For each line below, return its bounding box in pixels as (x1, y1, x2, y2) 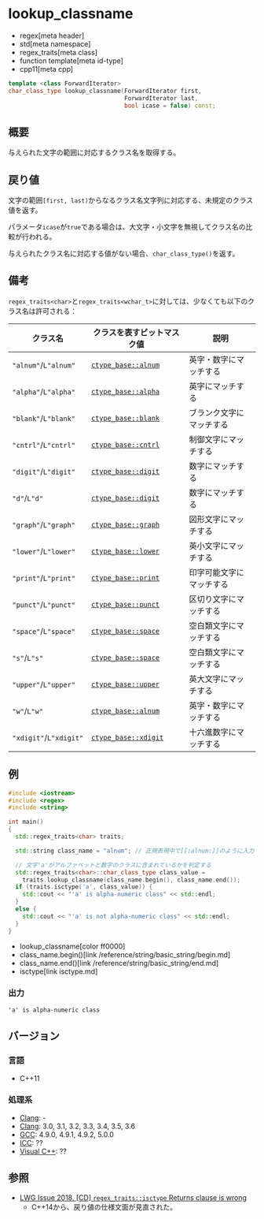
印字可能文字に (189, 567, 245, 578)
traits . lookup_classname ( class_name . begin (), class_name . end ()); (22, 876, 241, 884)
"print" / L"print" (12, 572, 76, 583)
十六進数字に (189, 726, 237, 737)
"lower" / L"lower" (12, 546, 76, 557)
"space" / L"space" (12, 625, 76, 636)
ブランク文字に (189, 407, 245, 418)
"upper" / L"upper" (12, 679, 76, 690)
